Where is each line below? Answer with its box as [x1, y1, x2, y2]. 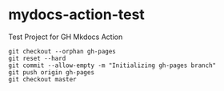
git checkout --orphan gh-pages [8, 47, 116, 55]
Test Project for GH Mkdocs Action [8, 32, 123, 42]
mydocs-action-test [8, 6, 146, 24]
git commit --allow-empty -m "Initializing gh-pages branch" [8, 61, 217, 69]
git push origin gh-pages [8, 68, 94, 77]
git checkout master [8, 75, 78, 83]
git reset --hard [8, 54, 66, 62]
